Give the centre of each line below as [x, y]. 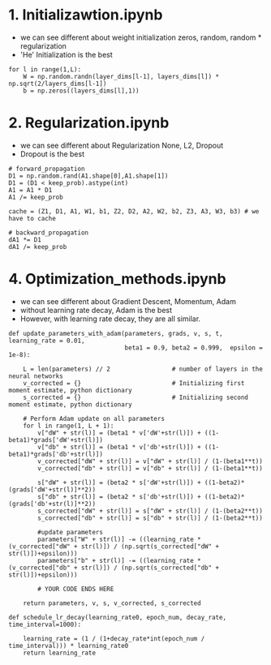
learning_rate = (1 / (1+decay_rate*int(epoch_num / [114, 638]
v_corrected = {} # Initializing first [134, 383]
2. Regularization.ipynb [89, 123]
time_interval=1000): [45, 624]
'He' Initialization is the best [67, 54]
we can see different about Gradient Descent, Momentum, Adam [128, 301]
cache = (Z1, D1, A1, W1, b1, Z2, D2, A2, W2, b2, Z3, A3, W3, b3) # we [134, 211]
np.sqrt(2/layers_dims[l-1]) [58, 84]
